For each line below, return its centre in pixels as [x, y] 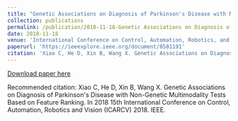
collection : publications [45, 21]
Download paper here [39, 73]
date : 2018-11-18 [33, 34]
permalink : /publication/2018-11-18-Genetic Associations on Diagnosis [115, 27]
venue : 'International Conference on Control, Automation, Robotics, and [119, 40]
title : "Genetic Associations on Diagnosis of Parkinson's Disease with [117, 14]
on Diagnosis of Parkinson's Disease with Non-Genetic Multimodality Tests [117, 94]
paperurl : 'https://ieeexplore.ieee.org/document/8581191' [96, 47]
